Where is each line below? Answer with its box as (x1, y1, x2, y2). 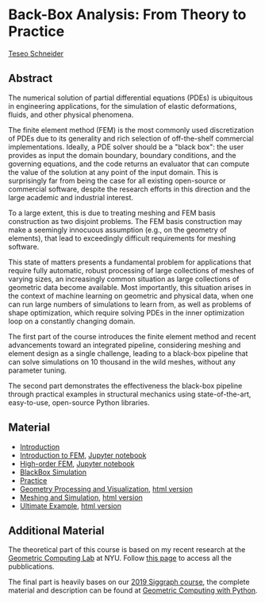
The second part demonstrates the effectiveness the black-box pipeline (8, 381, 243, 390)
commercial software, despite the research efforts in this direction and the (8, 184, 251, 194)
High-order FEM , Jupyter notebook (19, 458, 135, 468)
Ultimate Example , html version (19, 501, 121, 510)
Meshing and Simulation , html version (19, 493, 143, 502)
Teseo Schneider (8, 48, 64, 58)
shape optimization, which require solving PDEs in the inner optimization (8, 307, 244, 317)
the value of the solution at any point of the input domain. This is (8, 167, 219, 176)
